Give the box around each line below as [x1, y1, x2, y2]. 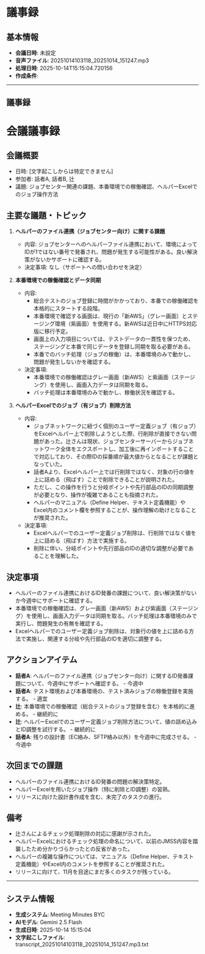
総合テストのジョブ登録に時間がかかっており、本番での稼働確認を [33, 297, 199, 304]
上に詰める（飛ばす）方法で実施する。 [33, 537, 130, 545]
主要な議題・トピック [6, 210, 87, 221]
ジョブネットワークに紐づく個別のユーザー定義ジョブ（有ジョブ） [33, 422, 197, 430]
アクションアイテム [6, 655, 77, 665]
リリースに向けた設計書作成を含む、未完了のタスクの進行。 [15, 793, 165, 801]
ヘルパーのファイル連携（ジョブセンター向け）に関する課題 [15, 227, 165, 235]
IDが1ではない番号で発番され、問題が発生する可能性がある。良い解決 [24, 248, 198, 255]
